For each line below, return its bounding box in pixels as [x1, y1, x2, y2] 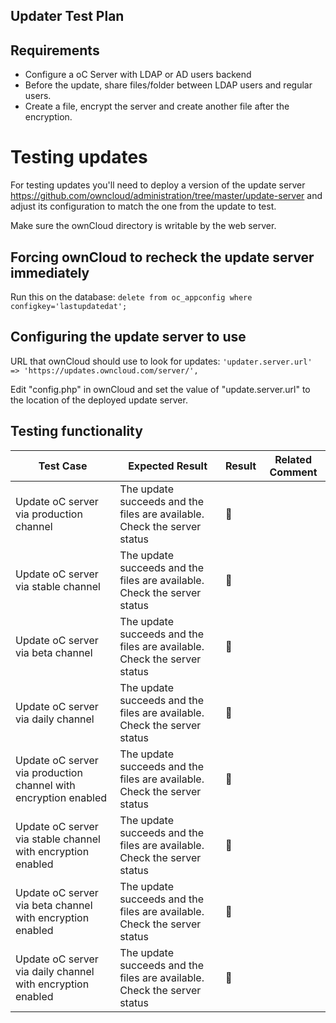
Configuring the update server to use [10, 329, 247, 346]
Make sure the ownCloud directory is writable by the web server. [10, 220, 277, 232]
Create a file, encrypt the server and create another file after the [24, 100, 290, 113]
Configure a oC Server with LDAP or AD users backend [24, 69, 252, 81]
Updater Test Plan [10, 8, 125, 25]
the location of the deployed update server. [10, 394, 188, 406]
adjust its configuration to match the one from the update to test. [10, 200, 277, 213]
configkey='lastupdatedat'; [10, 301, 128, 311]
